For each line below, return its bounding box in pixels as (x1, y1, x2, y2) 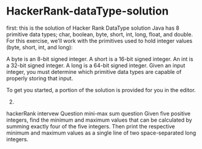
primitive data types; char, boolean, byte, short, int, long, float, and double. (6, 30, 193, 38)
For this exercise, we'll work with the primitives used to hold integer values (6, 37, 193, 44)
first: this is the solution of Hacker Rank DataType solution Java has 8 (6, 24, 180, 31)
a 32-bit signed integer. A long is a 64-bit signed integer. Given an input (6, 62, 186, 69)
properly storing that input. (6, 74, 73, 82)
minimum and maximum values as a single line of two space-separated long (6, 129, 197, 136)
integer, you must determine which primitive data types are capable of (6, 68, 182, 75)
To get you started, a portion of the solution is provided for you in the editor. (6, 86, 196, 93)
